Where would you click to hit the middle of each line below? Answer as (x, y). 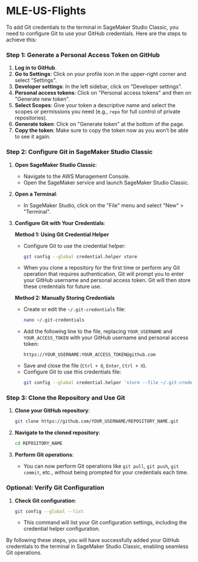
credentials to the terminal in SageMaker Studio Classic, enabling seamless (97, 547)
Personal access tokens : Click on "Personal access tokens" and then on (103, 93)
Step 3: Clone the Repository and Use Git (66, 398)
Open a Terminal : (36, 194)
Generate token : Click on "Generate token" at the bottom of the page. (99, 124)
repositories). (31, 118)
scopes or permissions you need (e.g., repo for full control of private (98, 112)
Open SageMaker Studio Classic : (56, 165)
